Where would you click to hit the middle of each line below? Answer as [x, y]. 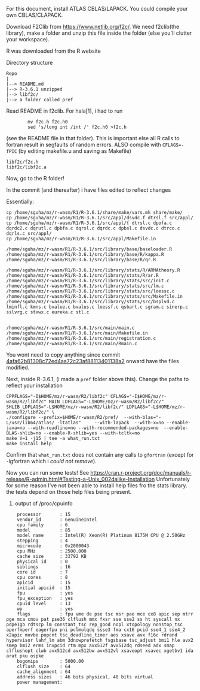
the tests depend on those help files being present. [69, 492]
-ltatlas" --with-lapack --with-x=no [110, 423]
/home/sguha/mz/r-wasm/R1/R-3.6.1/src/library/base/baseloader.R [89, 249]
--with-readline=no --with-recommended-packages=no [93, 428]
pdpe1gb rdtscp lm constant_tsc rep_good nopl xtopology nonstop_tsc [95, 624]
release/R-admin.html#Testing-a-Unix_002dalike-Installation [81, 479]
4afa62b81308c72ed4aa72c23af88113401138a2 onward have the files [93, 361]
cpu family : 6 [42, 525]
